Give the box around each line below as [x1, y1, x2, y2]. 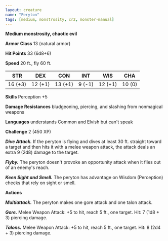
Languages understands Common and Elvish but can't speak [5, 119, 133, 125]
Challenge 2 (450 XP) [5, 129, 52, 135]
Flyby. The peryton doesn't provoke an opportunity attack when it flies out [5, 159, 161, 165]
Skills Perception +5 [5, 94, 48, 100]
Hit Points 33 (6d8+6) [5, 50, 52, 56]
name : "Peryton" [5, 12, 39, 17]
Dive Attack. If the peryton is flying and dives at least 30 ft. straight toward [5, 139, 162, 145]
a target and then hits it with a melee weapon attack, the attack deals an [5, 144, 155, 150]
